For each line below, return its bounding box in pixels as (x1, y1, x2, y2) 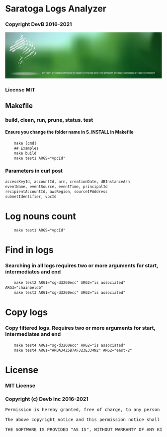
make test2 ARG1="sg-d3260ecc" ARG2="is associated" (14, 280, 126, 285)
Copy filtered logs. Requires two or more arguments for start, (5, 325, 156, 332)
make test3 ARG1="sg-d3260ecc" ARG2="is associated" (14, 290, 126, 295)
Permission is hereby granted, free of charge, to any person (5, 407, 160, 413)
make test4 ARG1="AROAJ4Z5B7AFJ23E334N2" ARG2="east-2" (14, 348, 133, 353)
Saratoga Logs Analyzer (5, 3, 107, 14)
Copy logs (5, 307, 48, 318)
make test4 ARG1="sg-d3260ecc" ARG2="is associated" (14, 343, 126, 348)
